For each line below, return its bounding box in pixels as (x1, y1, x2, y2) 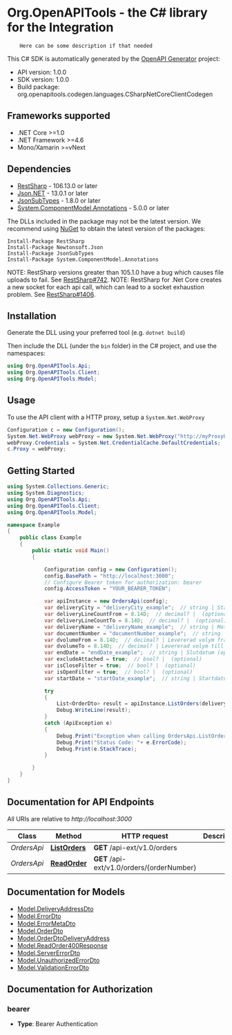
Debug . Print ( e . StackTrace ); (56, 745, 137, 752)
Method (55, 831, 82, 841)
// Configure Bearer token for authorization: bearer (43, 579, 202, 586)
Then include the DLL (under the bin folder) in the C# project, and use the (7, 342, 217, 350)
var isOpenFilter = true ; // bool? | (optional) (43, 668, 193, 675)
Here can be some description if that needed (19, 42, 153, 49)
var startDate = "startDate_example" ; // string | (43, 675, 196, 682)
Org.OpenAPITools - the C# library (7, 5, 209, 21)
